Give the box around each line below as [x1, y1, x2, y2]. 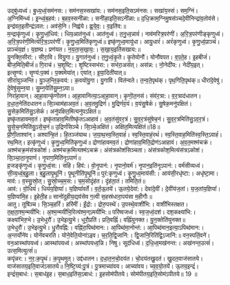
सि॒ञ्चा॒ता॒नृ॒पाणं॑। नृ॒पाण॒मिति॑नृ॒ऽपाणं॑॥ [7, 154, 81, 162]
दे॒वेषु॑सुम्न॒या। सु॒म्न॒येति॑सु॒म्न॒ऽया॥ [7, 84, 74, 92]
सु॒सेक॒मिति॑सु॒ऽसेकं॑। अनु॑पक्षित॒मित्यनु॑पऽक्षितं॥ [7, 107, 101, 115]
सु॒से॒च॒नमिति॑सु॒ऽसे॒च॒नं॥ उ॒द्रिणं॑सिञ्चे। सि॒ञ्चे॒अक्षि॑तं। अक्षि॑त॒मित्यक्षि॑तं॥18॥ [7, 123, 160, 131]
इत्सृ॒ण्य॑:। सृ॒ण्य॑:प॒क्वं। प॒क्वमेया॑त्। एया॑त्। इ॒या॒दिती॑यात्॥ [7, 69, 126, 76]
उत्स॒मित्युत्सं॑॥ [7, 246, 37, 255]
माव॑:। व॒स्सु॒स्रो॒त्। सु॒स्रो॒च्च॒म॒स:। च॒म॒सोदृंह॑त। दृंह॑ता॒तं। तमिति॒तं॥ [7, 177, 146, 185]
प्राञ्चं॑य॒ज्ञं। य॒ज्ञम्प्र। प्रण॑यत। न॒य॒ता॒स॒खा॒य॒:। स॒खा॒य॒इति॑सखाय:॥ [7, 45, 141, 53]
